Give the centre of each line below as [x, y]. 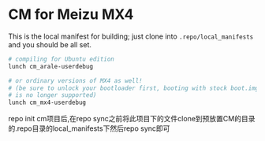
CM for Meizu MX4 [71, 15]
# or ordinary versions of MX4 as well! [76, 80]
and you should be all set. [50, 44]
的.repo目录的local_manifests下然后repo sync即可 [89, 128]
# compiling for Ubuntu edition [61, 59]
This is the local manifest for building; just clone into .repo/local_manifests [131, 36]
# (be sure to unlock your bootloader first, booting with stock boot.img [134, 88]
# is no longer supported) [52, 95]
